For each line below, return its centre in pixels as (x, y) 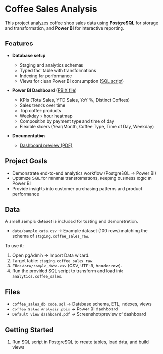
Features (19, 44)
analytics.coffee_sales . (37, 276)
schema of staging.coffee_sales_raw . (51, 236)
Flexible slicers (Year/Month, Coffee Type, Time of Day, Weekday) (87, 126)
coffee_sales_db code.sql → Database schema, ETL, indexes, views (82, 304)
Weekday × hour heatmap (46, 116)
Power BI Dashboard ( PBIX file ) (44, 90)
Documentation (29, 136)
